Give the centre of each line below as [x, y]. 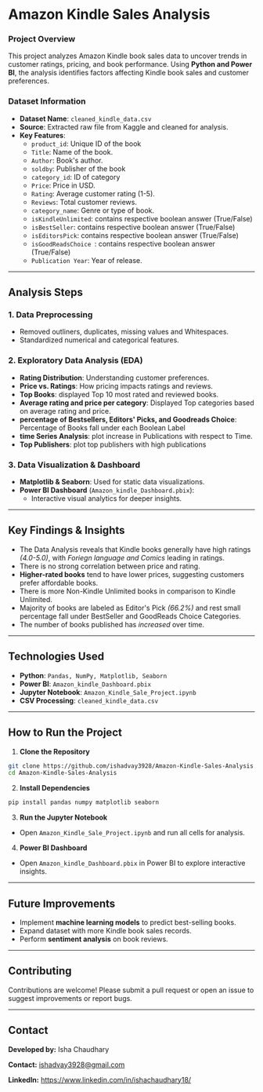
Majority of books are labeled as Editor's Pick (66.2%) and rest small [130, 608]
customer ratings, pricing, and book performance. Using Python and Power [130, 64]
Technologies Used [56, 657]
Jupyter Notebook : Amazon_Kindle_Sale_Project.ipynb [108, 692]
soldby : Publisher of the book [78, 168]
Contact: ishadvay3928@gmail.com [67, 1065]
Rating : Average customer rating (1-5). [93, 193]
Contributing [40, 971]
